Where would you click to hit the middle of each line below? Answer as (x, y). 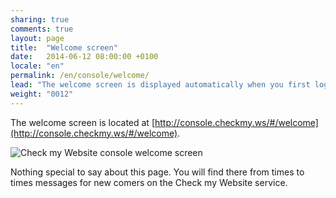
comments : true (42, 29)
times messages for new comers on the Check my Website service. (149, 182)
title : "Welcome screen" (64, 47)
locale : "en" (37, 66)
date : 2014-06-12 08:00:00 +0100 (84, 57)
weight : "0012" (42, 94)
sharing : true (40, 19)
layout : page (37, 38)
